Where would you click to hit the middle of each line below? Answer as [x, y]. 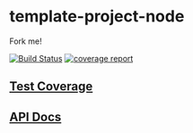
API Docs [35, 116]
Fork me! [26, 41]
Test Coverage [51, 87]
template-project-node [97, 17]
